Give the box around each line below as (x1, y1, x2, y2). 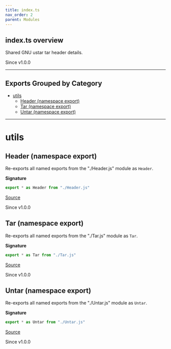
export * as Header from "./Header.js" (5, 185, 90, 190)
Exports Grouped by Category (5, 79, 102, 87)
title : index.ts (5, 7, 40, 13)
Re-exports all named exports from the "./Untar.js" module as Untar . (5, 300, 148, 306)
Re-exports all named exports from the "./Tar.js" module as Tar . (5, 232, 138, 239)
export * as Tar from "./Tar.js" (5, 252, 76, 258)
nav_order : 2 (5, 12, 33, 17)
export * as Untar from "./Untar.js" (5, 320, 85, 325)
